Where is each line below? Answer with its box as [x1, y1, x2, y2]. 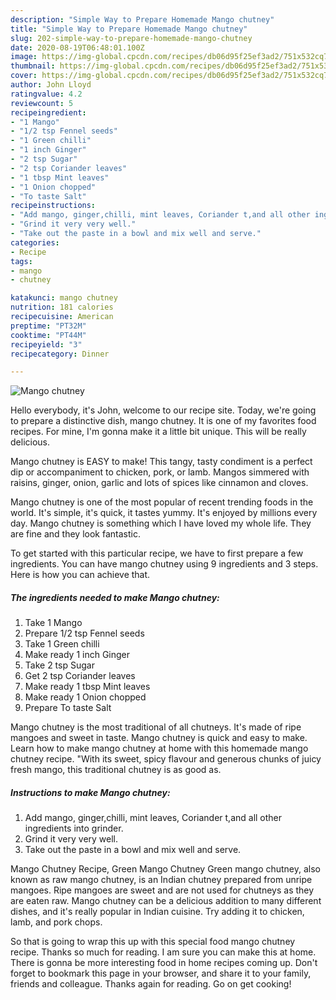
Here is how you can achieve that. [10, 569, 151, 581]
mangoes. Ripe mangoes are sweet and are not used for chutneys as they [10, 884, 315, 896]
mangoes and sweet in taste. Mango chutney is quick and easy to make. [10, 732, 308, 744]
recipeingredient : [10, 107, 87, 118]
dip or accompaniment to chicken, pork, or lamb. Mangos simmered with [10, 466, 310, 478]
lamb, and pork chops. [10, 916, 103, 928]
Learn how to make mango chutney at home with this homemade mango [10, 742, 309, 755]
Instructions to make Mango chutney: [10, 786, 171, 798]
